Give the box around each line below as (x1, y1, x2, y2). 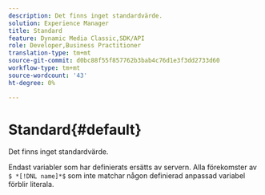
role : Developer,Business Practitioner (8, 42, 142, 50)
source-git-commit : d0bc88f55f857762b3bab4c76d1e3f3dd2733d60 (8, 57, 220, 65)
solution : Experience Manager (8, 19, 110, 27)
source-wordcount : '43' (8, 71, 88, 79)
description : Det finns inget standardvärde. (8, 11, 163, 20)
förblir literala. (8, 180, 54, 189)
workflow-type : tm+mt (8, 64, 81, 72)
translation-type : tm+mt (8, 49, 91, 57)
